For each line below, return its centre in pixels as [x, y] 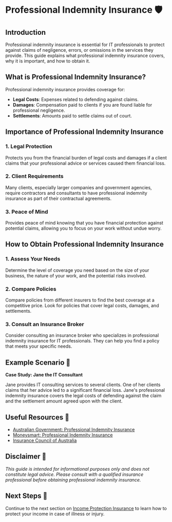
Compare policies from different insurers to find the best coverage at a [80, 300]
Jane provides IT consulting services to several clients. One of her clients [83, 385]
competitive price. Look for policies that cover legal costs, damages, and [82, 306]
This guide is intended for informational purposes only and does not [78, 469]
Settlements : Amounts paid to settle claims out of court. [72, 115]
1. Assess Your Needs [33, 259]
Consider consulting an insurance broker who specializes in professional [82, 335]
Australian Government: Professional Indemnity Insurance [74, 429]
